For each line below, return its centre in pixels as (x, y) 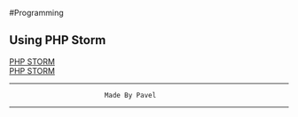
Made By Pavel (130, 95)
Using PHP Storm (58, 40)
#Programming (36, 13)
